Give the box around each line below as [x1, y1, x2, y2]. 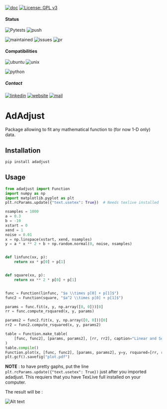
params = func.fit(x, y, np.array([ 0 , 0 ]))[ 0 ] [5, 304, 103, 309]
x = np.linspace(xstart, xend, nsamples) [5, 237, 92, 242]
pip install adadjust [5, 160, 50, 164]
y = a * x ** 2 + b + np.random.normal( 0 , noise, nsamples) [5, 242, 133, 246]
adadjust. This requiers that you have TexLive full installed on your [5, 374, 141, 380]
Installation [5, 146, 41, 155]
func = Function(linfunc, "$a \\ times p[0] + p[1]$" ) [5, 291, 119, 296]
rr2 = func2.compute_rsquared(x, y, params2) [5, 323, 101, 327]
